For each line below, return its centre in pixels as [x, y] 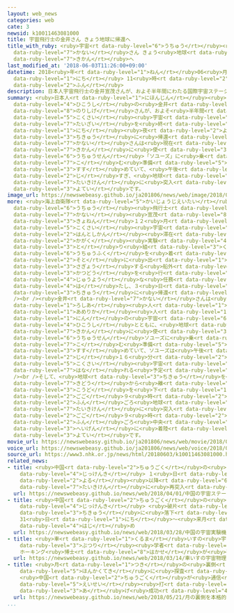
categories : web [31, 20]
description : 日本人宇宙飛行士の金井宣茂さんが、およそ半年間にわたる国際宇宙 [108, 91]
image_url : [23, 195]
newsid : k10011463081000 [43, 33]
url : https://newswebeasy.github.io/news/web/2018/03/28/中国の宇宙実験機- [122, 532]
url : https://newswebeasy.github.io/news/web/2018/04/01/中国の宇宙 [112, 493]
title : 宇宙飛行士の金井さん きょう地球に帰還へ [69, 40]
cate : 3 [18, 27]
